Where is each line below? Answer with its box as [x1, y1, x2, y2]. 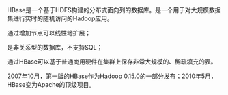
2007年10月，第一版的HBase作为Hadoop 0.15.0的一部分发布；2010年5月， [7, 72, 217, 80]
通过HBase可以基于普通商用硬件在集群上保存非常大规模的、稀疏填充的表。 [7, 58, 217, 66]
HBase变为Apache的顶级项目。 [7, 81, 96, 88]
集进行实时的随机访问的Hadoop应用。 [7, 14, 114, 22]
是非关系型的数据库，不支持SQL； [7, 43, 103, 51]
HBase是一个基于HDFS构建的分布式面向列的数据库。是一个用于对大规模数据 [7, 6, 221, 14]
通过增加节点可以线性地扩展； [7, 29, 91, 37]
